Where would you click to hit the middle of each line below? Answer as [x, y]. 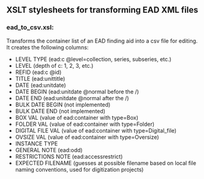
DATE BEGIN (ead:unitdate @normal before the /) [77, 92]
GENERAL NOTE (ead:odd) [49, 150]
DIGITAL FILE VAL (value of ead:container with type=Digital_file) [96, 130]
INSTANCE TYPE [36, 144]
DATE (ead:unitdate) [40, 85]
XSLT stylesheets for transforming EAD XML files [102, 10]
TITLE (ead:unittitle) [40, 78]
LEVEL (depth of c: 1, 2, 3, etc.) [54, 65]
